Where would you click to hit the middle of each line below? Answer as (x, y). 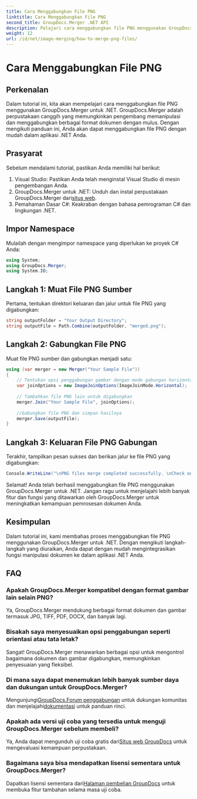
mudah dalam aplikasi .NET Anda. (47, 135)
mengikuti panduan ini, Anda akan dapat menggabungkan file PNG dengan (96, 129)
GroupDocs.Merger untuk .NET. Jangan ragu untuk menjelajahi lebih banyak (98, 491)
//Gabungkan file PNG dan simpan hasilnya (69, 413)
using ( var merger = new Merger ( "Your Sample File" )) (73, 369)
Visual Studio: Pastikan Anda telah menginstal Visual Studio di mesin (97, 179)
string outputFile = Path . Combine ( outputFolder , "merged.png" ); (86, 326)
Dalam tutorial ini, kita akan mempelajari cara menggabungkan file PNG (92, 104)
